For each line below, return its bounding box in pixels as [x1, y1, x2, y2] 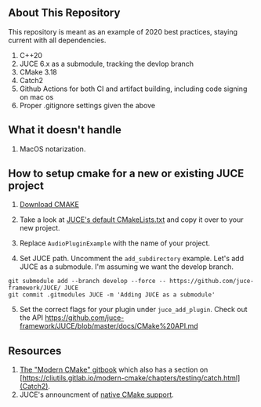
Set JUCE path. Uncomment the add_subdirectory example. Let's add [19, 254, 245, 263]
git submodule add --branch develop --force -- [8, 278, 167, 285]
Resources [8, 344, 62, 358]
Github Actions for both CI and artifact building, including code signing [19, 84, 248, 93]
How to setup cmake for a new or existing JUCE [8, 167, 245, 180]
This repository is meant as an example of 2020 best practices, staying [8, 27, 237, 36]
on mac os [19, 92, 54, 101]
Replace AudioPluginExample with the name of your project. [19, 238, 210, 248]
